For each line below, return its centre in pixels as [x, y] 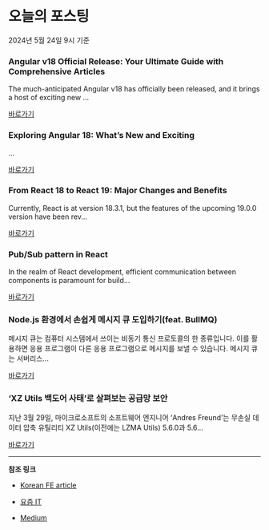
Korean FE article [48, 485]
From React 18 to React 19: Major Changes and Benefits [118, 191]
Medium [34, 517]
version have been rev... [48, 216]
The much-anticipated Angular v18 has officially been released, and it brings [134, 89]
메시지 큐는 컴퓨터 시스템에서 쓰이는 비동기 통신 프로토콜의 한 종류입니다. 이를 [129, 338]
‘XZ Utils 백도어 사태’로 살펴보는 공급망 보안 [88, 399]
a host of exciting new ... [49, 98]
